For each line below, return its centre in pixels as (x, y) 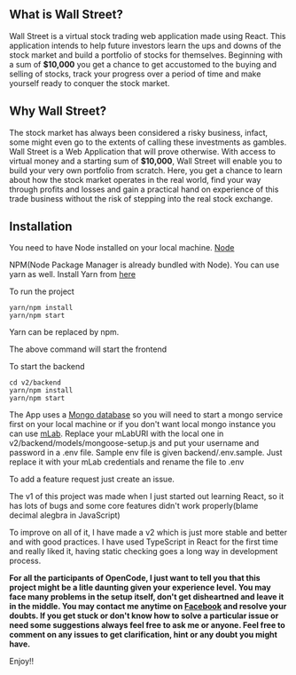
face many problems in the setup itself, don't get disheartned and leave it (147, 597)
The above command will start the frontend (88, 349)
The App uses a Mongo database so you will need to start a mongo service (146, 415)
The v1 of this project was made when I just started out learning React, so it (147, 496)
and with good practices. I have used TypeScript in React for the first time (144, 542)
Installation (41, 227)
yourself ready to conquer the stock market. (90, 83)
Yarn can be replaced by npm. (64, 332)
